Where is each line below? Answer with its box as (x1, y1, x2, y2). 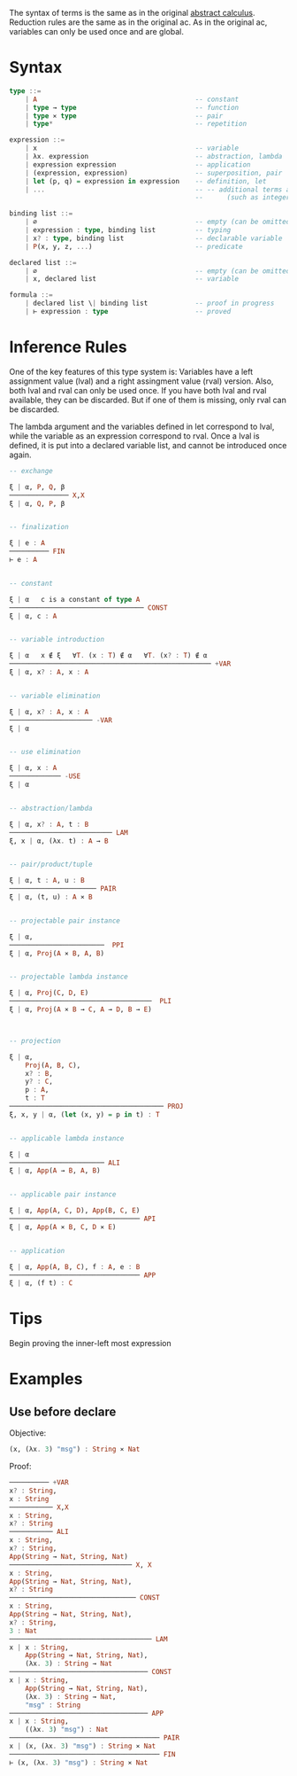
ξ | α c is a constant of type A (9, 595, 141, 604)
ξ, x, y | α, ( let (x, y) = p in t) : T (9, 1110, 161, 1119)
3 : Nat (9, 1626, 38, 1635)
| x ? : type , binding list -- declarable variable (25, 234, 283, 243)
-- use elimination (9, 748, 81, 757)
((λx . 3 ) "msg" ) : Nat (25, 1725, 109, 1734)
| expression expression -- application (25, 160, 251, 169)
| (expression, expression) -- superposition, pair (25, 168, 283, 177)
